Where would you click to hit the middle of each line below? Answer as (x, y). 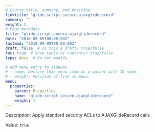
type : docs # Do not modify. (38, 58)
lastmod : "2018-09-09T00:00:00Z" (41, 44)
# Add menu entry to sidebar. (38, 67)
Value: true (17, 125)
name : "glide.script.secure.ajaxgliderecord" (64, 96)
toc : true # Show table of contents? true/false (59, 53)
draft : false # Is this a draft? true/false (54, 48)
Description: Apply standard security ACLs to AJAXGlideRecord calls (77, 115)
